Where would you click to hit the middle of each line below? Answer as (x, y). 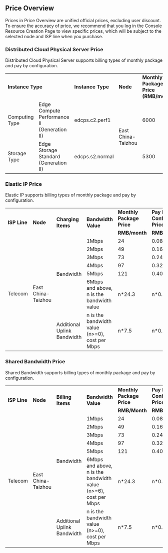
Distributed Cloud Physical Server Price (54, 49)
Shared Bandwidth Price (35, 362)
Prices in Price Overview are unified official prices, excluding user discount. (83, 20)
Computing (21, 117)
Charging (67, 219)
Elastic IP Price (24, 184)
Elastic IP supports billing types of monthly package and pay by (71, 195)
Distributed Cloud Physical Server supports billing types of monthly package (84, 60)
